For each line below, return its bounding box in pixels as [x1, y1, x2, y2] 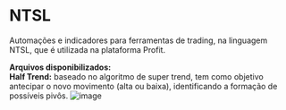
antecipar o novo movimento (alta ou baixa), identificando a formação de [9, 80, 278, 91]
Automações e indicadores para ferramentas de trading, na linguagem [9, 35, 268, 46]
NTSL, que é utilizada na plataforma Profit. [9, 44, 166, 55]
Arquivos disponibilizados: [9, 62, 112, 72]
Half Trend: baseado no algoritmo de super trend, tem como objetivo [9, 71, 264, 81]
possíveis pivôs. [9, 90, 69, 101]
